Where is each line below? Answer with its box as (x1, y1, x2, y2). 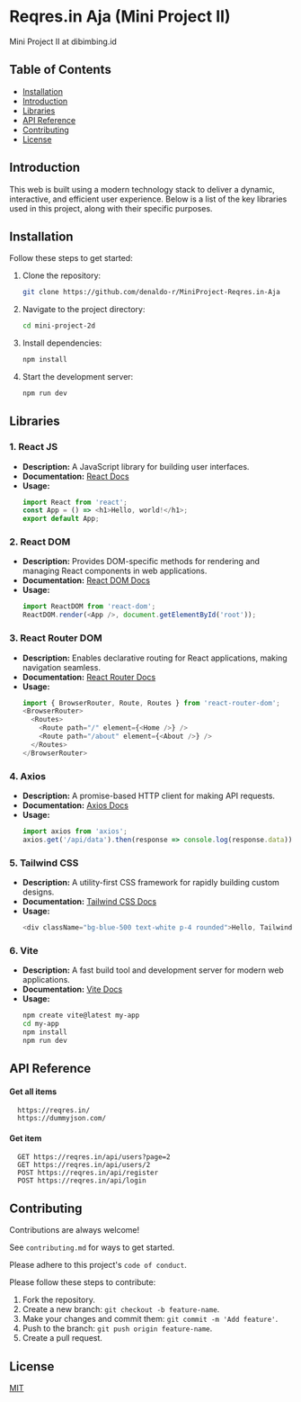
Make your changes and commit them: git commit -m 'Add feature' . (22, 1314, 279, 1325)
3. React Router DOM (9, 632, 103, 644)
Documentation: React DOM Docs (22, 575, 151, 586)
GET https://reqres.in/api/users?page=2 (17, 1153, 171, 1162)
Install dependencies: (22, 337, 102, 348)
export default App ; (22, 515, 100, 524)
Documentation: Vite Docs (22, 984, 123, 995)
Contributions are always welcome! (9, 1225, 140, 1236)
